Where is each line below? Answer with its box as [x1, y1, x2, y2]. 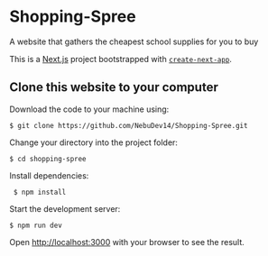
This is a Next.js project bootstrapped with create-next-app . [9, 53, 233, 64]
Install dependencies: [9, 169, 89, 181]
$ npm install [13, 187, 67, 197]
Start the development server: [9, 203, 121, 214]
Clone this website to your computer [9, 79, 218, 96]
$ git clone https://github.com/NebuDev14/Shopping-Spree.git [9, 121, 248, 130]
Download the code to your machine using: [9, 104, 170, 114]
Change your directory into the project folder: [9, 137, 179, 148]
